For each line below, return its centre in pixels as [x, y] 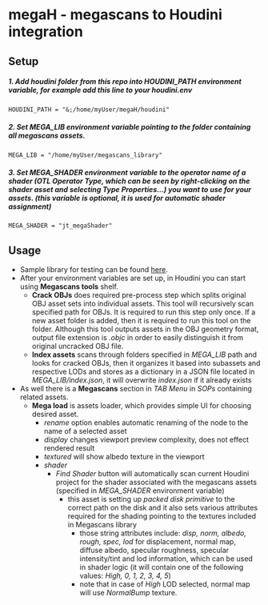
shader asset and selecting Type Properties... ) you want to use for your [130, 190]
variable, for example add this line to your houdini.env [100, 90]
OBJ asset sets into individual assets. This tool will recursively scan [143, 304]
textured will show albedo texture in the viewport [124, 457]
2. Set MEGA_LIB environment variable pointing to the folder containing [130, 127]
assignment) [30, 206]
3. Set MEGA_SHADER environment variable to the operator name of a [127, 173]
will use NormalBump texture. [128, 593]
